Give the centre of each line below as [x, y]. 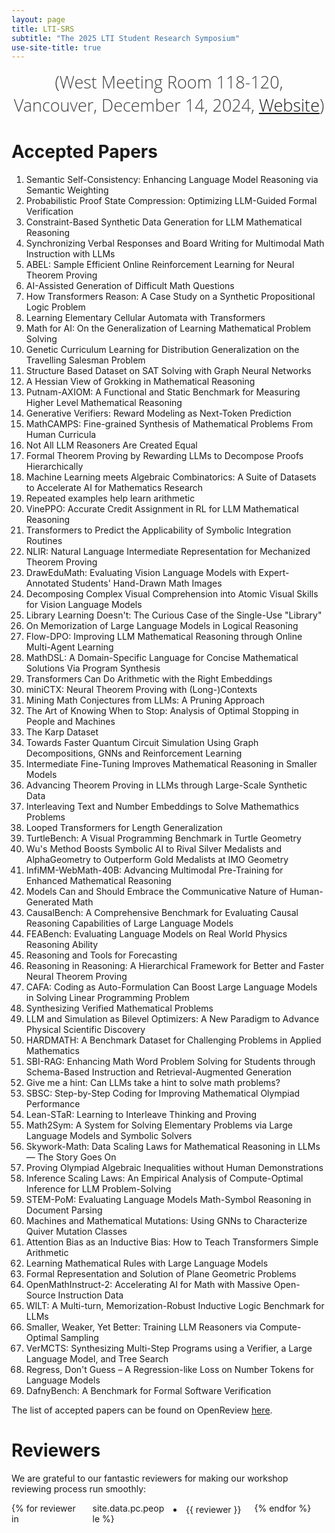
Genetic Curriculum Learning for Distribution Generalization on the [162, 350]
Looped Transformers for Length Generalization [124, 828]
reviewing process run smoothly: [79, 1489]
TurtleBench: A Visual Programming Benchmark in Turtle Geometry [163, 838]
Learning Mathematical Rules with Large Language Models [147, 1263]
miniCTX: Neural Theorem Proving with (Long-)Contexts [141, 690]
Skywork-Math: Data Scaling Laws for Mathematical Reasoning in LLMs [173, 1147]
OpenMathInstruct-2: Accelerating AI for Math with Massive [148, 1285]
